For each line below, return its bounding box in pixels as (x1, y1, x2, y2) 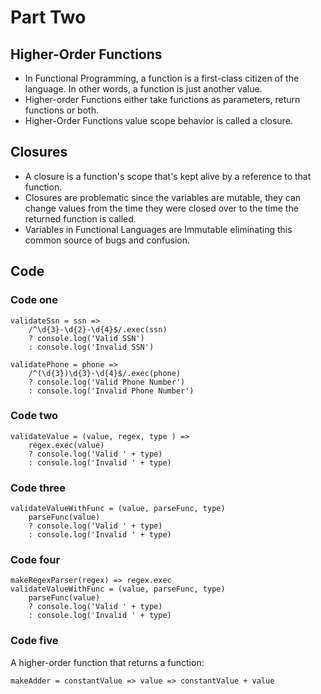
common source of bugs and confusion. (24, 234, 191, 246)
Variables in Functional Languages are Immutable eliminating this (24, 223, 293, 235)
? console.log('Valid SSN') (28, 333, 145, 343)
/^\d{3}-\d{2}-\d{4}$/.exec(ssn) (28, 324, 168, 335)
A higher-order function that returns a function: (10, 656, 205, 668)
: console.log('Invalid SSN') (28, 342, 155, 352)
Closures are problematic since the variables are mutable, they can (24, 191, 302, 203)
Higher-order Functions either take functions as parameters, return (24, 94, 301, 105)
